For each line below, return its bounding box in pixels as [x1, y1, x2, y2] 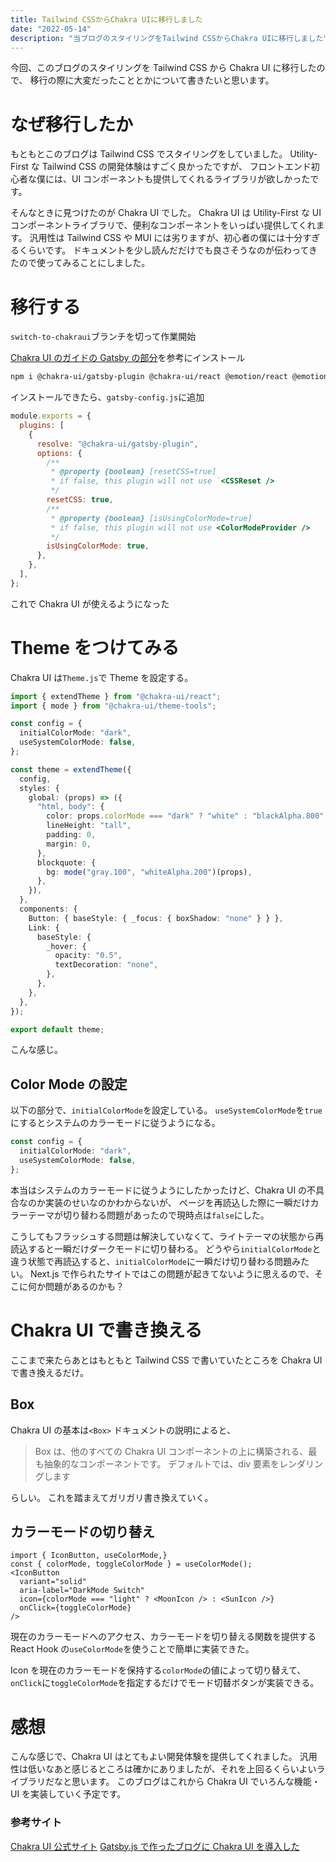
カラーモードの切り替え [10, 1523, 155, 1540]
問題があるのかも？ [44, 1280, 125, 1292]
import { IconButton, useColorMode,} [10, 1551, 168, 1561]
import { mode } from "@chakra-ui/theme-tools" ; [10, 701, 217, 711]
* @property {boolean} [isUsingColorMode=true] [50, 513, 253, 523]
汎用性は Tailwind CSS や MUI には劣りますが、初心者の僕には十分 [29, 232, 303, 244]
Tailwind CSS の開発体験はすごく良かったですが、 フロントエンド [41, 161, 312, 173]
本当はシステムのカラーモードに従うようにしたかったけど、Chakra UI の [10, 1184, 308, 1196]
